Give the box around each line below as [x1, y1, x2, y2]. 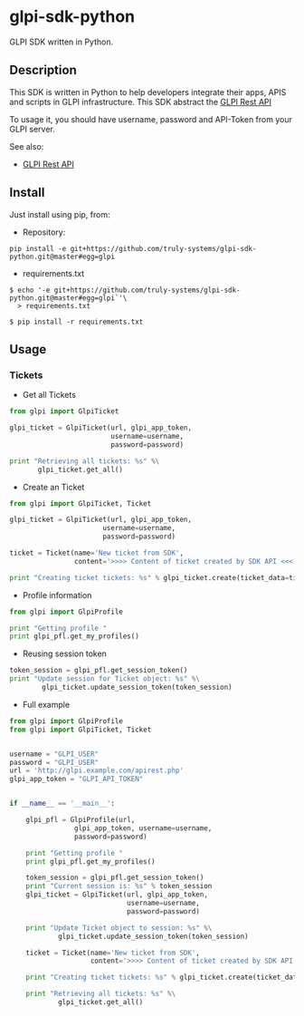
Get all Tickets [22, 390, 77, 401]
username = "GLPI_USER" [9, 750, 100, 759]
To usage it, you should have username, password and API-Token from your [9, 113, 292, 124]
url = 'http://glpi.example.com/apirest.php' [9, 766, 184, 776]
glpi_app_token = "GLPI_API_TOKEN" [9, 775, 144, 784]
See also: [9, 140, 44, 151]
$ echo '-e [9, 285, 51, 295]
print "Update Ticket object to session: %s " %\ [25, 923, 213, 933]
